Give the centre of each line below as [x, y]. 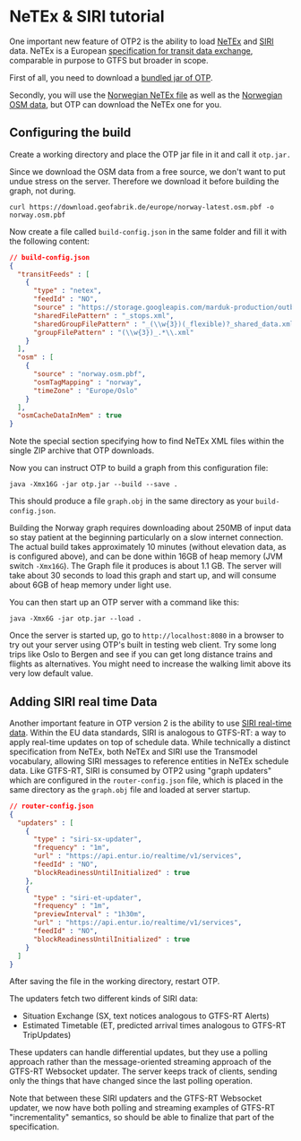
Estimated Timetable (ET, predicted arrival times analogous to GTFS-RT [154, 1025]
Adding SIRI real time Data [83, 702]
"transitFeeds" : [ [54, 274]
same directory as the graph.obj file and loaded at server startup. [130, 789]
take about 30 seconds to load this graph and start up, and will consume [143, 576]
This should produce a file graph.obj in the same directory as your [131, 501]
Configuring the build [70, 133]
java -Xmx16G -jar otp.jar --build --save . [94, 485]
